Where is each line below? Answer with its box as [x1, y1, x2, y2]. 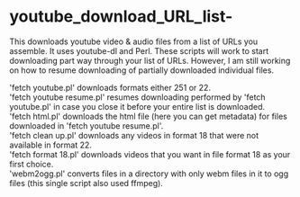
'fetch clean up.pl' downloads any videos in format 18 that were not [9, 130, 259, 140]
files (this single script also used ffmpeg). [9, 177, 164, 188]
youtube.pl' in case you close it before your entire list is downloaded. [9, 101, 266, 112]
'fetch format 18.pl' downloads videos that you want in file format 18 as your [9, 148, 291, 159]
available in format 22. [9, 139, 93, 150]
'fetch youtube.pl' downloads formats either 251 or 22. [9, 82, 212, 93]
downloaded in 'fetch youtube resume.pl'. [9, 120, 164, 131]
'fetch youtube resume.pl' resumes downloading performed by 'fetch [9, 92, 266, 103]
